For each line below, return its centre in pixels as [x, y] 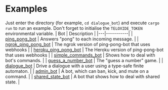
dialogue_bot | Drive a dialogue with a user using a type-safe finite [75, 66]
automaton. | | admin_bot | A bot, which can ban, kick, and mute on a [77, 71]
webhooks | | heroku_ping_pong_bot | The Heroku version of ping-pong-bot [85, 50]
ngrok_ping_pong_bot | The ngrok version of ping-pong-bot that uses [78, 44]
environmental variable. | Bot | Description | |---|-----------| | [69, 33]
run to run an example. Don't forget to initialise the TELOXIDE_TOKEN [74, 28]
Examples [26, 9]
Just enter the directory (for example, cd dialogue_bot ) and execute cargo [82, 23]
